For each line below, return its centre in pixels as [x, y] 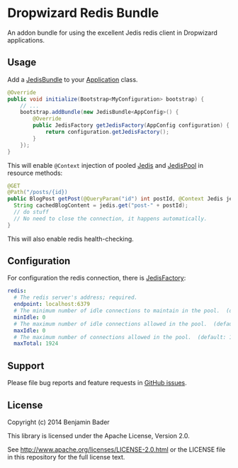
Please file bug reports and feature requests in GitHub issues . [97, 383]
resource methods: [35, 173]
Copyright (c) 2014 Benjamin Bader [58, 422]
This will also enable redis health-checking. [71, 239]
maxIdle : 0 [30, 331]
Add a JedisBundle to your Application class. [73, 79]
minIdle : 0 [30, 317]
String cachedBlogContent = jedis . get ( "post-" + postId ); [101, 206]
